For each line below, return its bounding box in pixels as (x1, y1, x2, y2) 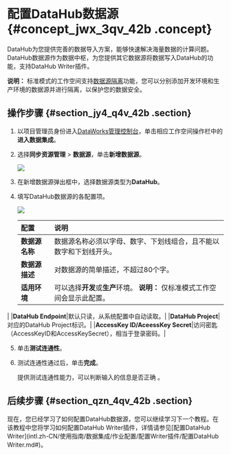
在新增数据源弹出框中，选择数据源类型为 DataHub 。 (16, 177, 164, 186)
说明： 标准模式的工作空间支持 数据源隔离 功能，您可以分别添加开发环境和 (7, 76, 214, 85)
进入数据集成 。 (16, 135, 60, 144)
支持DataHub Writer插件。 (19, 62, 93, 70)
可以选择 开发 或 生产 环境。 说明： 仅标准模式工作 (54, 282, 210, 292)
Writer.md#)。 (7, 441, 47, 449)
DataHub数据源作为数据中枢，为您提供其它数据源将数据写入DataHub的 (7, 53, 208, 62)
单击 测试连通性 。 (16, 344, 66, 352)
